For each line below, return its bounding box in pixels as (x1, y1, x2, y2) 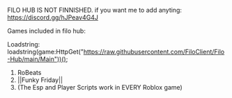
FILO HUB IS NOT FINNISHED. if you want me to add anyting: (7, 6, 183, 14)
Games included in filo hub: (7, 27, 86, 35)
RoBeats (17, 69, 42, 76)
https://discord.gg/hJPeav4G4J (7, 13, 99, 22)
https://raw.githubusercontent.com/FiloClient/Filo (83, 48, 225, 56)
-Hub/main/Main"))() (7, 55, 66, 63)
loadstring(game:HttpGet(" (7, 48, 84, 56)
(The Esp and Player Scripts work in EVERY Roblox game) (17, 83, 183, 91)
